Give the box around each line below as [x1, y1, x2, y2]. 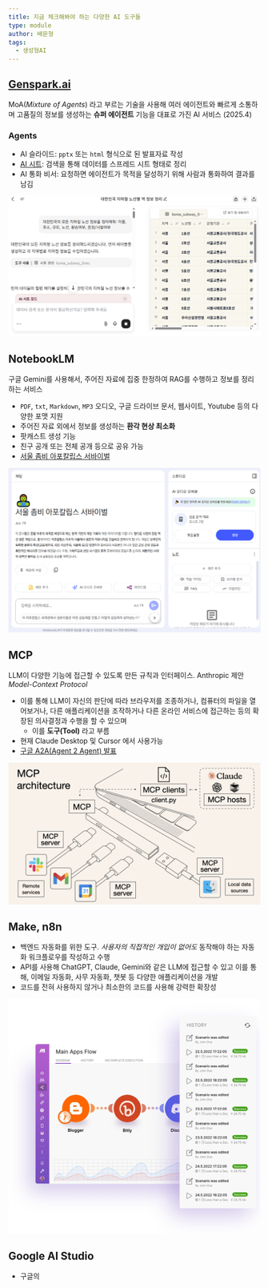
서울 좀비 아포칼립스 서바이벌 [19, 451, 110, 461]
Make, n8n [8, 921, 62, 934]
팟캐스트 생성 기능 [19, 431, 76, 441]
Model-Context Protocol [8, 680, 88, 689]
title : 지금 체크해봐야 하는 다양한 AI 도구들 [8, 13, 142, 21]
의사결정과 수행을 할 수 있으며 [34, 716, 127, 726]
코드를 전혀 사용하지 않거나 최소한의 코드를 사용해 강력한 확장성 [19, 982, 217, 992]
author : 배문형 [8, 30, 54, 38]
